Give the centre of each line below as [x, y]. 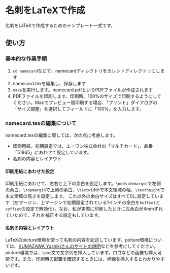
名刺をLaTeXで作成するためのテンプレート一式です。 [60, 25]
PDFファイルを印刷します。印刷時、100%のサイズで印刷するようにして [87, 96]
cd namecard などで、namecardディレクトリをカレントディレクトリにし [86, 71]
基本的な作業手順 [26, 59]
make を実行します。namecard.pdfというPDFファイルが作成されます [83, 90]
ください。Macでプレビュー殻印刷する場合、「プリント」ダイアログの [85, 103]
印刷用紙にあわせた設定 [30, 171]
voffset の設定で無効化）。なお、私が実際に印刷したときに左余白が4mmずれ [84, 209]
